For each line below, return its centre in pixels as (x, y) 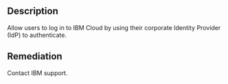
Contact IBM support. (37, 73)
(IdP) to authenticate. (37, 35)
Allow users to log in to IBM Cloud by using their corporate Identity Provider (114, 27)
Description (33, 11)
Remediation (35, 56)
